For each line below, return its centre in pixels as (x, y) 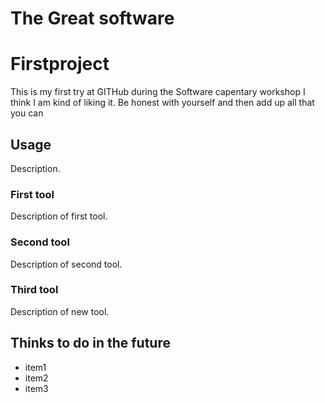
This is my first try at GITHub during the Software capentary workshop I (158, 92)
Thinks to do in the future (90, 343)
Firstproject (60, 64)
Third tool (34, 290)
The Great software (92, 18)
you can (27, 113)
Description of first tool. (59, 216)
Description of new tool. (60, 311)
